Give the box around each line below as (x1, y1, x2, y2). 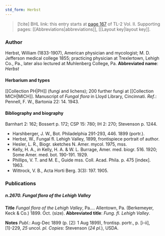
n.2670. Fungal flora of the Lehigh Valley (5, 192, 91, 198)
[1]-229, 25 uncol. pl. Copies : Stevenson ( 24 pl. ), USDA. (5, 225, 119, 231)
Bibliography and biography (5, 110, 63, 116)
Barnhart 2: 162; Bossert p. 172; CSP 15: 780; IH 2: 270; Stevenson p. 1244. (5, 121, 158, 127)
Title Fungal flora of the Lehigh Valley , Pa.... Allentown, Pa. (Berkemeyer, (5, 205, 154, 211)
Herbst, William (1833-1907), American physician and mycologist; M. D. (5, 50, 150, 56)
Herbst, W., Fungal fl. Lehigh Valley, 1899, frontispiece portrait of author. (12, 136, 160, 142)
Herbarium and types (5, 77, 51, 83)
